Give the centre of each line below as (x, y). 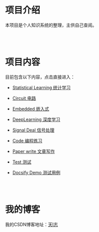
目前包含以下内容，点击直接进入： (40, 77)
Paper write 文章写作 (34, 151)
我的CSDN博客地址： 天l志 (32, 224)
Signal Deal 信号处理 (33, 130)
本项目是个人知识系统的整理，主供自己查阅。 (51, 25)
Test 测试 (22, 162)
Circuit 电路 (24, 98)
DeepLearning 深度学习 (36, 119)
